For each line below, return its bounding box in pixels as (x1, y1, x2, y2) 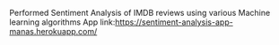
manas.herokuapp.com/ (9, 26, 98, 36)
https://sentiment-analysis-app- (115, 17, 233, 27)
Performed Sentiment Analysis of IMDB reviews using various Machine (9, 8, 271, 18)
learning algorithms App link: (9, 17, 116, 27)
